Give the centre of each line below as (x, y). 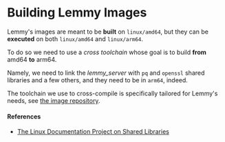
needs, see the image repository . (54, 100)
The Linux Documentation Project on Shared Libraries (93, 132)
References (24, 116)
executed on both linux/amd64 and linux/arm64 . (75, 38)
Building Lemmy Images (77, 13)
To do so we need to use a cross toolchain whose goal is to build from (107, 52)
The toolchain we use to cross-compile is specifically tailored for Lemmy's (112, 93)
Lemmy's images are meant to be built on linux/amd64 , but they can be (108, 32)
